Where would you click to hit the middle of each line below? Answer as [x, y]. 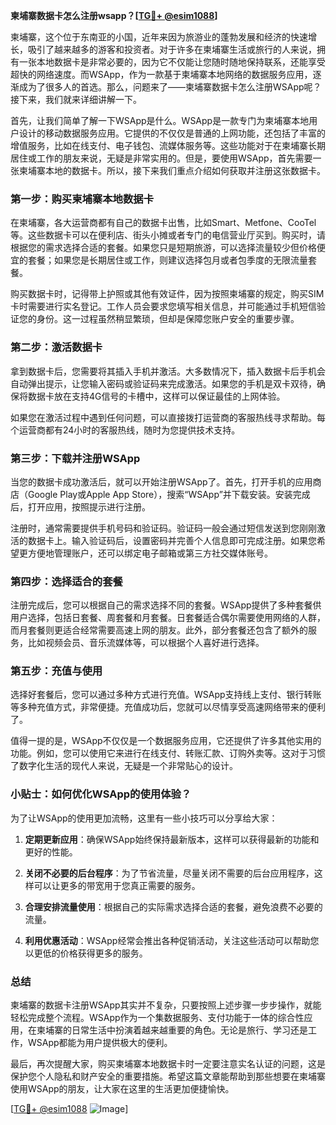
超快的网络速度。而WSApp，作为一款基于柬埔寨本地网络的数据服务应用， [161, 74]
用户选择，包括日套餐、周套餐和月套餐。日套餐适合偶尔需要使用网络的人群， [168, 618]
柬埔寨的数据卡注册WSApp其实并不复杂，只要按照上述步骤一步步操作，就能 [166, 1005]
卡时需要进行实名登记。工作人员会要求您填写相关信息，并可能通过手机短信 [163, 306]
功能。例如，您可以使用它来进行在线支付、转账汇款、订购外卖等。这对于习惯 [168, 753]
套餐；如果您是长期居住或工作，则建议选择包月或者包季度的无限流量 [167, 260]
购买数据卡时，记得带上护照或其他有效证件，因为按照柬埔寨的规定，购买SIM [167, 294]
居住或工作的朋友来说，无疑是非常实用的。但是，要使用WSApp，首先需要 [161, 158]
